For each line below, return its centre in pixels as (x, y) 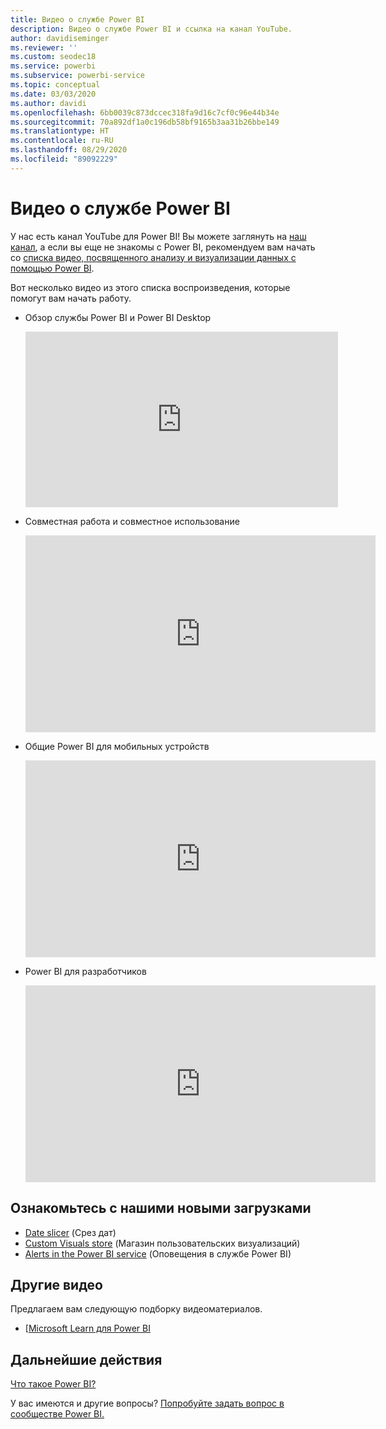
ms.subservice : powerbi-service (77, 76)
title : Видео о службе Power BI (77, 19)
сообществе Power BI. (57, 1414)
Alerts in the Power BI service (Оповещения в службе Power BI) (158, 1253)
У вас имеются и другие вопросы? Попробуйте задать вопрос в (147, 1403)
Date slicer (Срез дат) (70, 1232)
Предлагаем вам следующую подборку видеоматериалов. (136, 1309)
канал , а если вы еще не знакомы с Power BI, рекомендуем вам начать (163, 247)
